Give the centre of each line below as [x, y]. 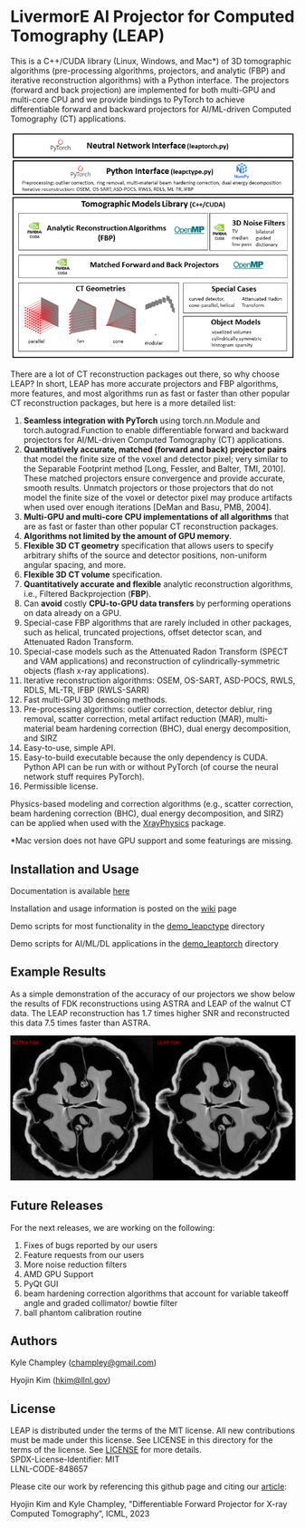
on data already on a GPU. [72, 613]
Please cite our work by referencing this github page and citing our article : [149, 1486]
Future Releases [57, 1206]
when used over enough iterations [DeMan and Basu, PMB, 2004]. [147, 507]
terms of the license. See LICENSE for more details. [106, 1450]
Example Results [58, 972]
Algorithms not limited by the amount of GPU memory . [127, 536]
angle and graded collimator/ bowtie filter [100, 1302]
